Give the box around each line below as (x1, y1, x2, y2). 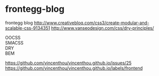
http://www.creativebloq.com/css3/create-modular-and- (34, 20, 150, 26)
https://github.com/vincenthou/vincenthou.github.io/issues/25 (5, 60, 132, 66)
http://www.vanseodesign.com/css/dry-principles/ (51, 25, 154, 31)
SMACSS (5, 39, 24, 45)
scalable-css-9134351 (5, 25, 50, 31)
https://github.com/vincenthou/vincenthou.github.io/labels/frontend (5, 65, 143, 71)
